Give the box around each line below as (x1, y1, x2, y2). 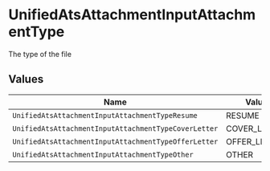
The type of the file (8, 49, 72, 59)
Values (8, 72, 44, 86)
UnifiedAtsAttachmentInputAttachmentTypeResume (12, 111, 198, 120)
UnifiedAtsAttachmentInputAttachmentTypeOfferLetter (12, 136, 219, 146)
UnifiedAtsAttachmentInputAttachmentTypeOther (12, 150, 194, 159)
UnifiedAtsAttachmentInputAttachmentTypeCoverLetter (12, 124, 219, 133)
